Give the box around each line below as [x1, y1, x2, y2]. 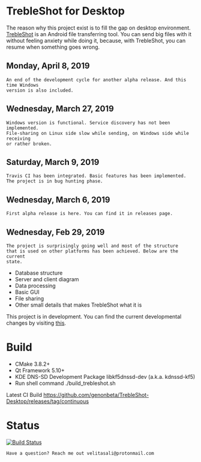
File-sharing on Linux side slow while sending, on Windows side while [6, 130, 189, 136]
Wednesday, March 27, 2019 [6, 104, 114, 114]
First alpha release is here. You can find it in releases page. [6, 211, 173, 217]
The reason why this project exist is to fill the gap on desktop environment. [6, 24, 191, 31]
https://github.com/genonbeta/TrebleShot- [43, 391, 149, 398]
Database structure [14, 269, 63, 276]
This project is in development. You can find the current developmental [6, 313, 182, 320]
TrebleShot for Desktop [6, 4, 125, 18]
